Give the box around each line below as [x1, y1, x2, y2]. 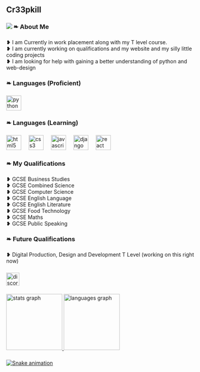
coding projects [6, 51, 45, 59]
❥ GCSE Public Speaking [6, 219, 67, 227]
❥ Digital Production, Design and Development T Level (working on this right [6, 251, 194, 258]
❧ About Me [13, 23, 50, 31]
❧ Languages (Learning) [6, 119, 79, 127]
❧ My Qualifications [6, 159, 66, 167]
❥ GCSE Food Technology [6, 207, 70, 214]
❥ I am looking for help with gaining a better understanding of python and [6, 58, 187, 65]
